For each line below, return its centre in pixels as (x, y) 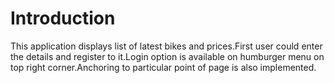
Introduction (63, 18)
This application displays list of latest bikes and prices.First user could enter (166, 46)
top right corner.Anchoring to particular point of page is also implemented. (163, 67)
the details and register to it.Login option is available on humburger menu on (167, 56)
